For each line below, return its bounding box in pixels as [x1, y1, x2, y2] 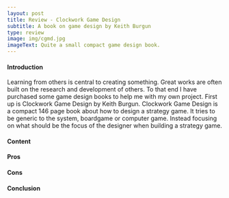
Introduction [7, 63, 43, 71]
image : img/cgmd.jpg [7, 36, 66, 42]
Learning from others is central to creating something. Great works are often [7, 78, 222, 86]
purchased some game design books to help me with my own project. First [7, 93, 217, 101]
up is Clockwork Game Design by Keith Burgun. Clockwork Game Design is [7, 100, 219, 108]
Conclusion [7, 184, 41, 192]
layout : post [7, 10, 44, 17]
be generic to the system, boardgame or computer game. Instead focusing [7, 114, 217, 123]
